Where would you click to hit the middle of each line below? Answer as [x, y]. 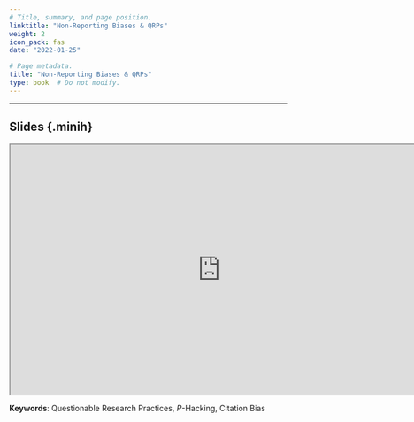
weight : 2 [27, 34]
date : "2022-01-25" [45, 50]
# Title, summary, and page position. [80, 17]
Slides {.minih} [51, 127]
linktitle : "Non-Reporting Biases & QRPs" [88, 26]
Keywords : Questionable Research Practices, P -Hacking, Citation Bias [137, 408]
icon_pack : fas [37, 42]
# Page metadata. [41, 66]
